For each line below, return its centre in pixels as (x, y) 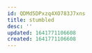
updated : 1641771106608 (42, 33)
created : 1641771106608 (42, 39)
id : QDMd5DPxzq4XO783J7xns (46, 13)
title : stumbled (31, 20)
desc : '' (20, 26)
